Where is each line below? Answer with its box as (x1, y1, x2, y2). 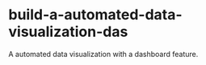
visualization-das (8, 22, 128, 41)
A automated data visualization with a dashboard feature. (8, 49, 199, 59)
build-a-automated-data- (8, 6, 183, 24)
